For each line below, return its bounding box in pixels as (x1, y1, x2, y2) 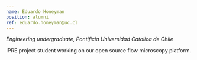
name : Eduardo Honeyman (6, 8, 65, 15)
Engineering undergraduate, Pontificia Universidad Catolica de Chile (6, 36, 173, 43)
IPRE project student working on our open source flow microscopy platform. (6, 47, 191, 54)
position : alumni (6, 14, 49, 20)
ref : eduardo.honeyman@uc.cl (6, 19, 78, 25)
